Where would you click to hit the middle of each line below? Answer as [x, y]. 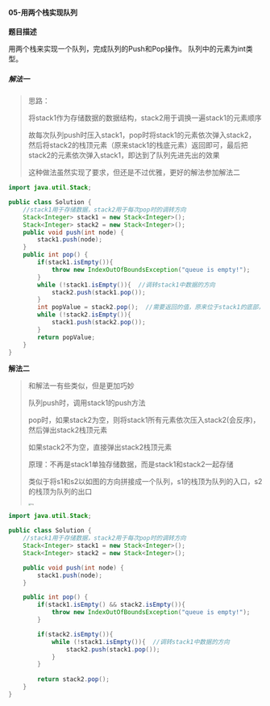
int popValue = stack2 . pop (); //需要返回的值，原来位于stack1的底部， [151, 307]
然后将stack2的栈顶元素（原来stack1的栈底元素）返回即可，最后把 [138, 145]
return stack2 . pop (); [74, 679]
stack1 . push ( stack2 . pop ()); [99, 323]
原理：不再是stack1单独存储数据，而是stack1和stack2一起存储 [131, 465]
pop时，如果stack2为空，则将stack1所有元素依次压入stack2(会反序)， [144, 420]
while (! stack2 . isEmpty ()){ [84, 315]
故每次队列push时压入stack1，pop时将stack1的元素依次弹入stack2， [142, 135]
